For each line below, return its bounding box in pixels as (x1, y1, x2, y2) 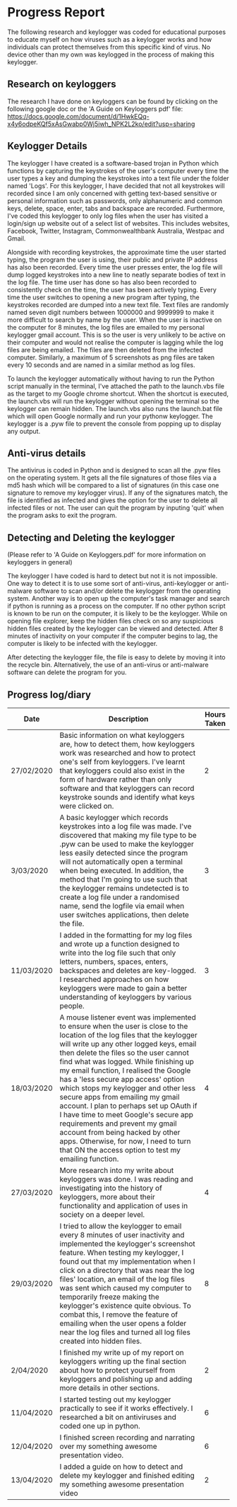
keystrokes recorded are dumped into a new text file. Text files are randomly (7, 300, 229, 308)
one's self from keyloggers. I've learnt (59, 757, 186, 766)
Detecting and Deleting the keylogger (7, 531, 175, 543)
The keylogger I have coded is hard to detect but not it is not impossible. (7, 572, 218, 580)
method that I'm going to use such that (59, 874, 188, 884)
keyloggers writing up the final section (59, 1356, 187, 1366)
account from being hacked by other (59, 1128, 181, 1137)
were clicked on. (59, 801, 114, 811)
